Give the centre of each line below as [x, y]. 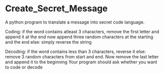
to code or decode [24, 67]
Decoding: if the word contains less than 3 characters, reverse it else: [76, 51]
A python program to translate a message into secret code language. [75, 22]
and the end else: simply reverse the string [49, 42]
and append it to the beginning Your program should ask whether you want [81, 62]
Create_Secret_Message [56, 9]
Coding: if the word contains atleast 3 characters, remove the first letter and [82, 31]
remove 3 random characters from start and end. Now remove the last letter [82, 56]
